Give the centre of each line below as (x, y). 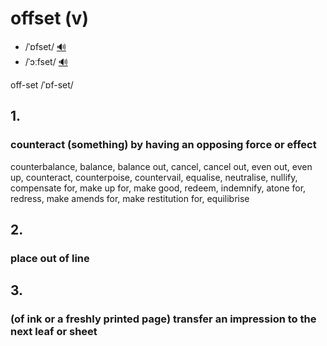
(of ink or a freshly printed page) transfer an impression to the (163, 319)
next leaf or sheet (54, 332)
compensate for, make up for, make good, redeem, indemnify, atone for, (158, 188)
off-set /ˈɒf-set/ (42, 84)
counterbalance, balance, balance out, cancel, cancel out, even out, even (161, 166)
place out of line (50, 258)
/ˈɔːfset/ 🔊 (46, 61)
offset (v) (49, 18)
